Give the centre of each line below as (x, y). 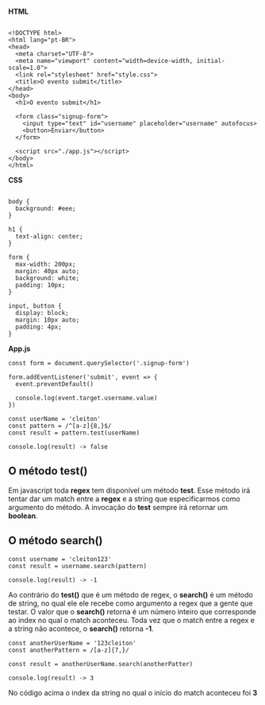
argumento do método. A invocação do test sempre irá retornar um (118, 507)
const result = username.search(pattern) (78, 566)
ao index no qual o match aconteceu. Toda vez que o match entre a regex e (132, 620)
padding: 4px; (38, 327)
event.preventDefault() (54, 384)
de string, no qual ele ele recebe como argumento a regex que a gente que (131, 603)
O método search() (56, 541)
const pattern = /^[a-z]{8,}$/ (60, 426)
